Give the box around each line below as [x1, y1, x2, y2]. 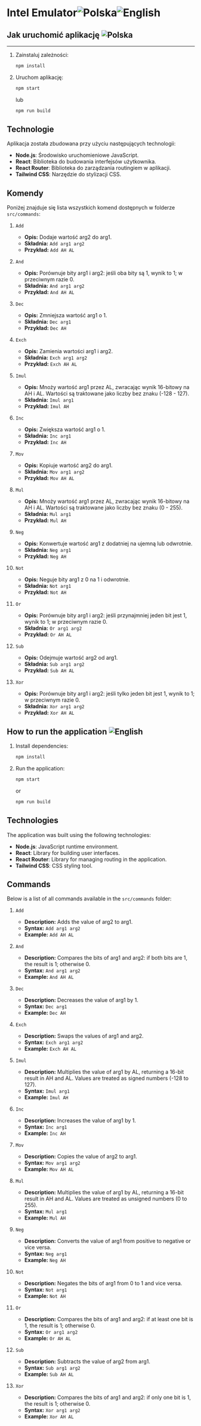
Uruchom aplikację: [15, 74, 63, 81]
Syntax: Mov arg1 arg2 [24, 1159, 81, 1167]
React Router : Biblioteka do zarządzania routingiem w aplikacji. [15, 165, 172, 172]
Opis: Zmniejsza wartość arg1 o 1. [24, 312, 107, 319]
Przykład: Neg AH [24, 553, 67, 560]
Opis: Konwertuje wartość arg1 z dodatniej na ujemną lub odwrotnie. [24, 540, 193, 547]
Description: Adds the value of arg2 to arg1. [24, 918, 133, 926]
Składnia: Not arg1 [24, 582, 72, 590]
